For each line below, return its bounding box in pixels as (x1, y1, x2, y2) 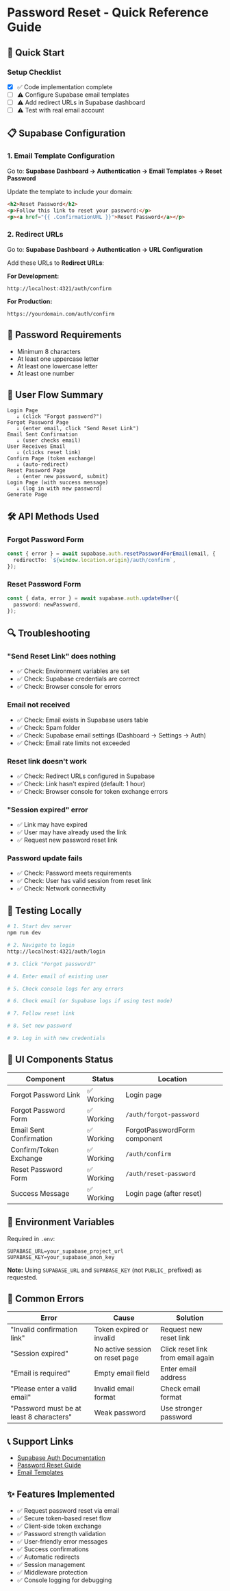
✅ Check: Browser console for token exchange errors (16, 787, 168, 795)
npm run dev (7, 930, 41, 936)
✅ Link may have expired (16, 821, 88, 829)
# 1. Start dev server (7, 923, 72, 930)
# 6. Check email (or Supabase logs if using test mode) (7, 998, 173, 1004)
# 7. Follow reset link (7, 1010, 75, 1017)
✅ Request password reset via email (16, 1506, 120, 1514)
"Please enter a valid (10, 1384, 77, 1393)
